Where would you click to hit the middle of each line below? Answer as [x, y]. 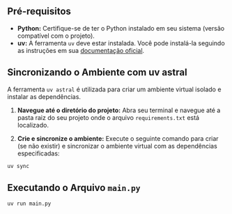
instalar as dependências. [44, 96]
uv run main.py [29, 204]
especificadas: [38, 153]
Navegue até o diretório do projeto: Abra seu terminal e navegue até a [119, 110]
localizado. [33, 125]
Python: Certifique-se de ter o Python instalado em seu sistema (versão [121, 28]
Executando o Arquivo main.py [74, 188]
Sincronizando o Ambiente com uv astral [97, 72]
